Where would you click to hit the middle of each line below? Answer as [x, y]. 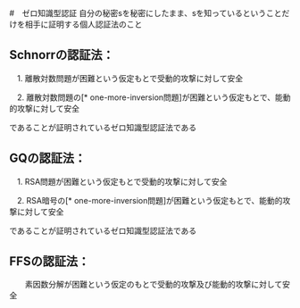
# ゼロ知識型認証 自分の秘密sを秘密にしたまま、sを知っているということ [146, 13]
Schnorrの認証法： [62, 55]
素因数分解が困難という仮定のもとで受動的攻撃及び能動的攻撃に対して [154, 285]
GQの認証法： [48, 158]
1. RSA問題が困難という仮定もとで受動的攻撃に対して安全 [122, 181]
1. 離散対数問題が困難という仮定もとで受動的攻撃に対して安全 [130, 78]
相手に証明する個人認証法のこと [83, 24]
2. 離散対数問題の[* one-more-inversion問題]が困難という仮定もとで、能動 [154, 97]
